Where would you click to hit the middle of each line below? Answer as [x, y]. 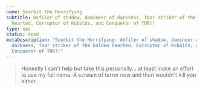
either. [29, 81]
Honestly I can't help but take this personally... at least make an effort [107, 68]
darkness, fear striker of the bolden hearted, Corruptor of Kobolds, [102, 46]
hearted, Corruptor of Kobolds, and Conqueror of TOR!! [83, 23]
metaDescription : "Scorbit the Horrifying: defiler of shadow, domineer [100, 40]
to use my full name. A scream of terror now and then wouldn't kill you [108, 75]
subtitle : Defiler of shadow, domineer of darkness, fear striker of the [101, 18]
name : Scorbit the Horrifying [44, 12]
